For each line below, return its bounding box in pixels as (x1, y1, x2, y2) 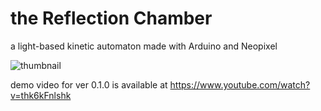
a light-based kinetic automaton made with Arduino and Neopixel (10, 40, 278, 52)
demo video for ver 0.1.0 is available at (10, 78, 168, 91)
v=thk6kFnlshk (10, 89, 72, 101)
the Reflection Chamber (10, 7, 213, 30)
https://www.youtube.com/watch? (169, 78, 311, 91)
